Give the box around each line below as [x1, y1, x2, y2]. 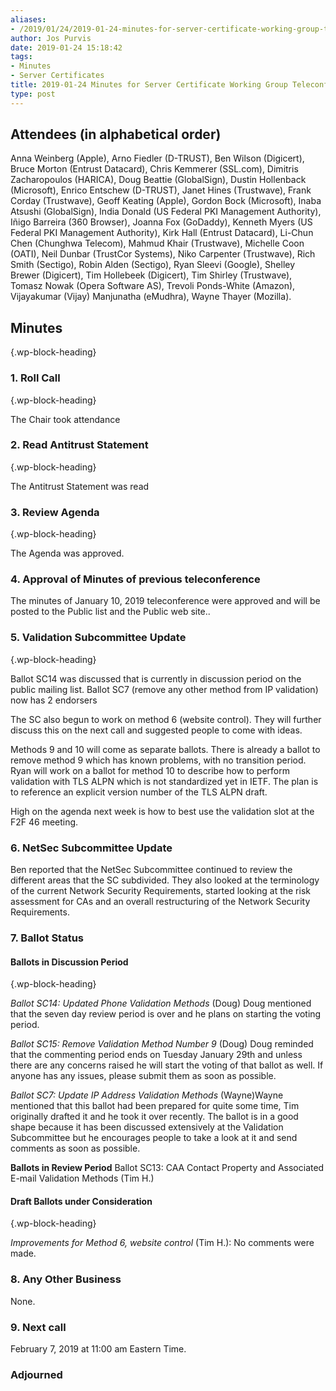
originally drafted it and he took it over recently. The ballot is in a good [10, 1111, 299, 1123]
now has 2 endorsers [10, 694, 98, 706]
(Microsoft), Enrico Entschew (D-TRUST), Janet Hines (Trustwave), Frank [10, 184, 312, 196]
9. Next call [10, 1320, 67, 1334]
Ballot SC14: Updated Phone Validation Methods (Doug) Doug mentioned [10, 997, 312, 1010]
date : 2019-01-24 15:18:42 [10, 42, 123, 53]
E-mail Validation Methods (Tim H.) [10, 1172, 155, 1185]
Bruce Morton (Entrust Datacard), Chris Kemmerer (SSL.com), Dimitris [10, 163, 299, 175]
